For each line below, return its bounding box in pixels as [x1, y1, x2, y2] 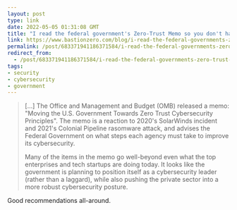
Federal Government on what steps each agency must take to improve [24, 132, 229, 140]
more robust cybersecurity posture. [24, 183, 128, 191]
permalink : [7, 43, 39, 50]
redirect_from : [7, 50, 52, 57]
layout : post [7, 10, 46, 18]
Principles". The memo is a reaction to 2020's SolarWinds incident [24, 117, 217, 125]
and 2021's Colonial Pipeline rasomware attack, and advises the [24, 124, 210, 132]
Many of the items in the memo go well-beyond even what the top [24, 153, 217, 161]
